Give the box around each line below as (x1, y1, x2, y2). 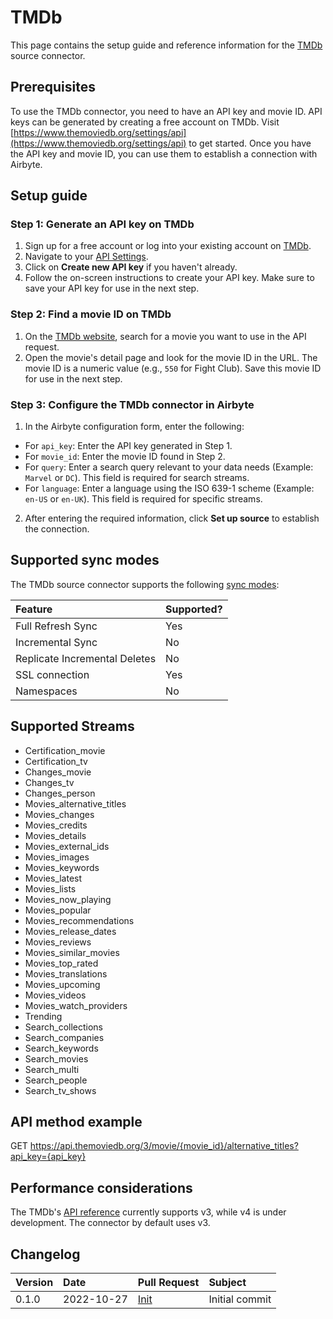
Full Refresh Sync (15, 619, 98, 633)
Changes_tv (24, 776, 75, 788)
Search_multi (24, 1063, 80, 1075)
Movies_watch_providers (24, 999, 128, 1011)
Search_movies (24, 1052, 89, 1065)
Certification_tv (24, 755, 88, 767)
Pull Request (137, 1276, 200, 1290)
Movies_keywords (24, 861, 100, 873)
